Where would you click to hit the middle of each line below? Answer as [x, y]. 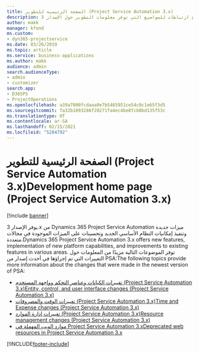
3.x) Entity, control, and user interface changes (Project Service [92, 288]
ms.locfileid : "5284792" [37, 133]
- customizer [23, 83]
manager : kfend [25, 28]
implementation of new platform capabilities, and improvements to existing [97, 246]
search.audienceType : [33, 72]
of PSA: [16, 271]
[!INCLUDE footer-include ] [38, 344]
